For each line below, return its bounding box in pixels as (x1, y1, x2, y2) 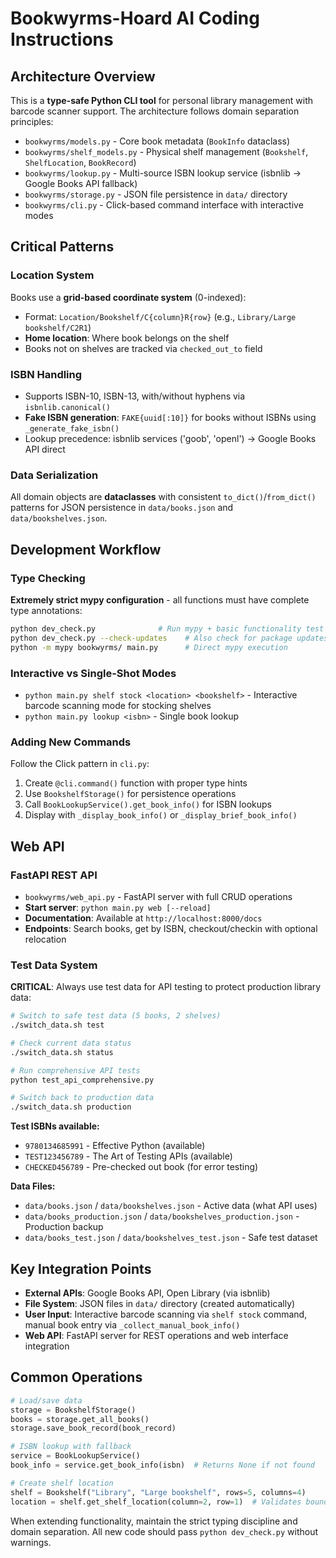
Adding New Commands (10, 735, 132, 749)
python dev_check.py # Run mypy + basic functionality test (10, 623, 325, 634)
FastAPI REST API (10, 868, 98, 882)
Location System (10, 268, 95, 282)
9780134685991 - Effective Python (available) (24, 1140, 206, 1152)
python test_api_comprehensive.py (10, 1075, 155, 1085)
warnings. (10, 1536, 52, 1548)
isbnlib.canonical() (24, 402, 111, 412)
